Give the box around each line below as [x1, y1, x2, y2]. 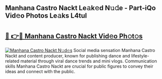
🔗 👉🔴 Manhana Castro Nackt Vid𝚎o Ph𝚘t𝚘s [5, 32, 143, 40]
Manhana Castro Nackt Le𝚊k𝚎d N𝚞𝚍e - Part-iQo [5, 4, 156, 12]
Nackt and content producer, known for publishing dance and [5, 53, 130, 58]
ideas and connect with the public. [5, 69, 76, 74]
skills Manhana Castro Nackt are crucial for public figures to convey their [5, 63, 154, 69]
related [5, 58, 20, 64]
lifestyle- [131, 53, 150, 58]
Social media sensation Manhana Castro [73, 48, 156, 53]
